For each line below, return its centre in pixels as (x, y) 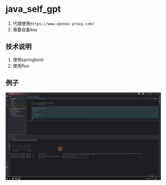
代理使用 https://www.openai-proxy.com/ (53, 23)
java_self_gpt (33, 9)
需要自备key (25, 29)
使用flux (21, 66)
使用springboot (28, 59)
